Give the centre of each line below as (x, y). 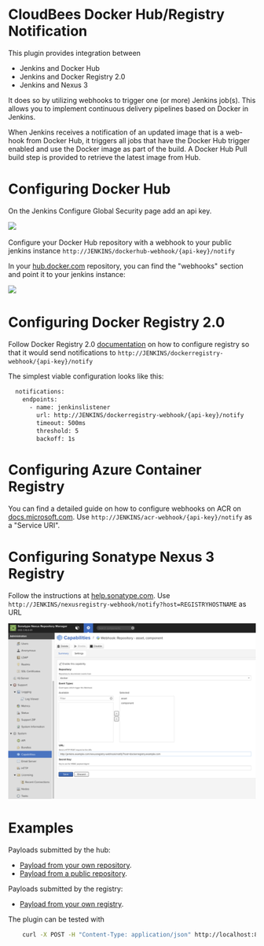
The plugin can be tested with (56, 919)
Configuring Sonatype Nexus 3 (111, 557)
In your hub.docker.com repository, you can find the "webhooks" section (126, 266)
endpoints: (40, 399)
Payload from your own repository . (75, 865)
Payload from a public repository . (73, 873)
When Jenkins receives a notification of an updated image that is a (116, 132)
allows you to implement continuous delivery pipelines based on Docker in (128, 109)
